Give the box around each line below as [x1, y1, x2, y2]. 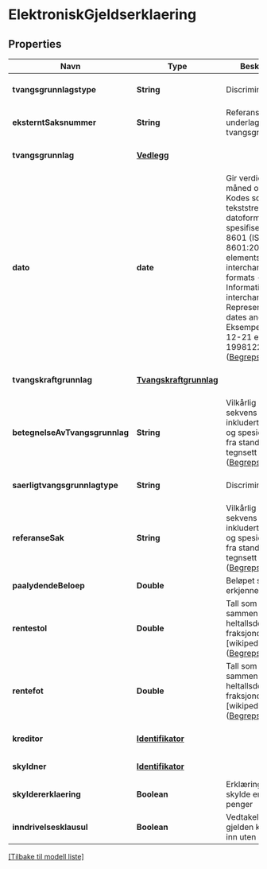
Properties [8, 37, 62, 51]
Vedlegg [136, 149, 169, 161]
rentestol [12, 623, 48, 634]
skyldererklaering [12, 789, 81, 800]
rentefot [12, 685, 44, 696]
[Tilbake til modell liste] [8, 852, 85, 861]
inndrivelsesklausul [12, 821, 89, 832]
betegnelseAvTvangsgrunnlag [12, 427, 130, 438]
